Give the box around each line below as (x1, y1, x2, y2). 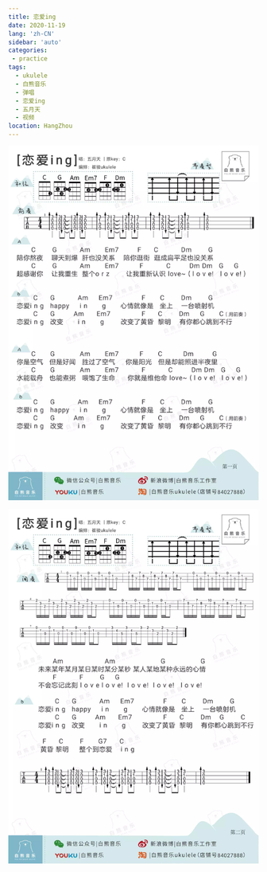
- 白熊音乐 (15, 80, 47, 88)
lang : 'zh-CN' (8, 29, 56, 37)
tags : (8, 64, 26, 72)
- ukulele (15, 72, 48, 80)
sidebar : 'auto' (8, 38, 62, 46)
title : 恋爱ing (8, 13, 56, 21)
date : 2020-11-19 (8, 21, 66, 29)
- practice (11, 55, 48, 63)
